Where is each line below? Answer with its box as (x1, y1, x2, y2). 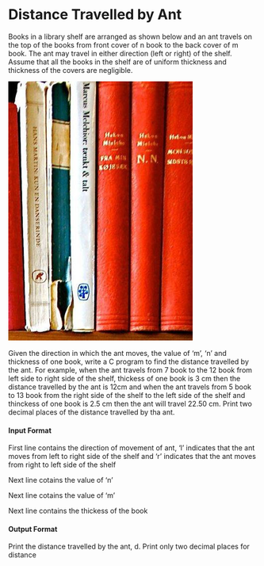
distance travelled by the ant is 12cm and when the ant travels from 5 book (8, 382, 252, 392)
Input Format (8, 426, 52, 435)
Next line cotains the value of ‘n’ (8, 476, 113, 485)
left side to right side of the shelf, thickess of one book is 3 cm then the (8, 373, 241, 383)
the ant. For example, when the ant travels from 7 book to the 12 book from (8, 365, 252, 374)
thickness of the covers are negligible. (8, 65, 133, 75)
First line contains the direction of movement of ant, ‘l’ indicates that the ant (8, 443, 255, 453)
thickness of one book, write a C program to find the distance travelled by (8, 357, 250, 366)
